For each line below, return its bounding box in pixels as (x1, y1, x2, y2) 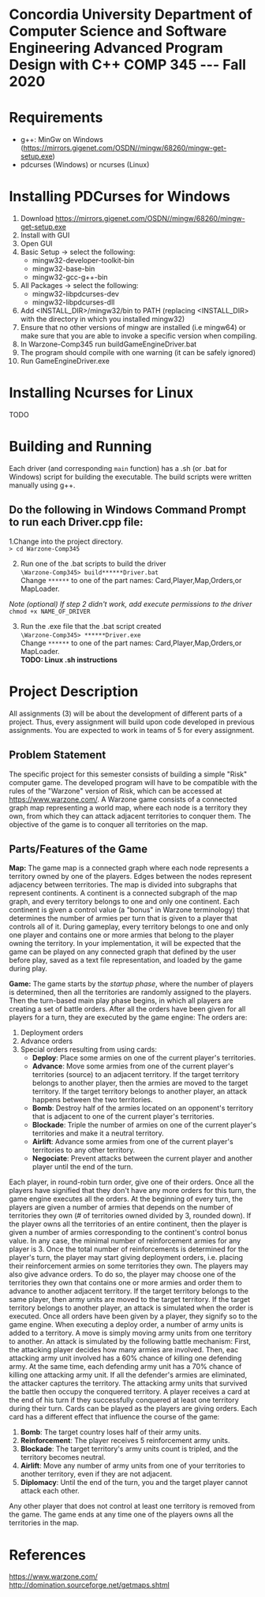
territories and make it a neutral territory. (32, 1128, 164, 1138)
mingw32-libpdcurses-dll (32, 297, 115, 307)
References (9, 1546, 86, 1564)
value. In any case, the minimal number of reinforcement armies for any (9, 1236, 241, 1246)
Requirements (9, 109, 103, 127)
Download (20, 214, 54, 223)
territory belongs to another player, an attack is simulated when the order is (9, 1303, 254, 1313)
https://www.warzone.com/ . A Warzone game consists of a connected (9, 795, 237, 804)
